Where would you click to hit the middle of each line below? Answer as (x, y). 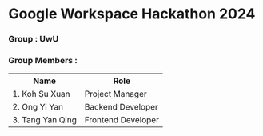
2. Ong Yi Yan (38, 107)
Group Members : (43, 61)
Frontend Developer (122, 120)
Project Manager (116, 94)
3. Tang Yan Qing (45, 120)
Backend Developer (121, 107)
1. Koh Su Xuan (41, 94)
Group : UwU (34, 39)
